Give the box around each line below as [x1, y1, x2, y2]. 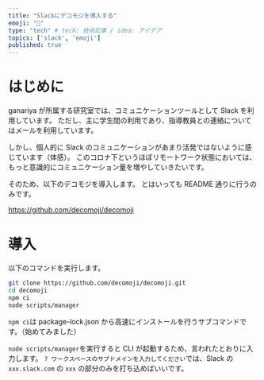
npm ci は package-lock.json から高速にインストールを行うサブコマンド [8, 316, 240, 326]
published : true [8, 41, 62, 49]
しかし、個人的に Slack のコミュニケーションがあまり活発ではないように [8, 142, 246, 152]
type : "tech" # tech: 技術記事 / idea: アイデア [8, 26, 163, 34]
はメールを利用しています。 [8, 126, 98, 135]
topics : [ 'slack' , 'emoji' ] [8, 33, 101, 42]
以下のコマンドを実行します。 [8, 263, 105, 273]
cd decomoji [8, 286, 48, 294]
